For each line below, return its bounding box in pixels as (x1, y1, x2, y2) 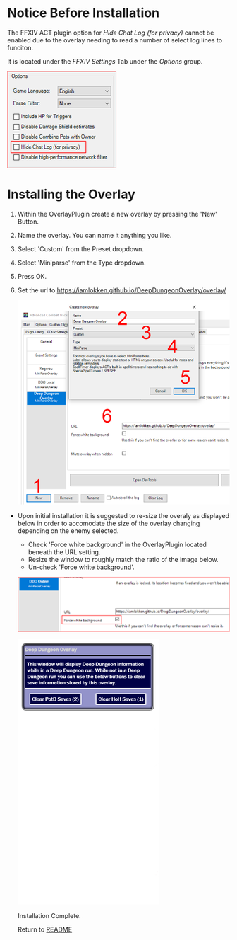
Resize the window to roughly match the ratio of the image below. (28, 555, 219, 563)
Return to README (17, 925, 73, 934)
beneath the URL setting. (28, 547, 101, 556)
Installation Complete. (17, 912, 81, 920)
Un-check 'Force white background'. (28, 563, 135, 571)
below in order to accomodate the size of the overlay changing (17, 519, 200, 527)
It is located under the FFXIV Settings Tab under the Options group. (7, 57, 203, 65)
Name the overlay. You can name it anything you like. (17, 231, 172, 239)
